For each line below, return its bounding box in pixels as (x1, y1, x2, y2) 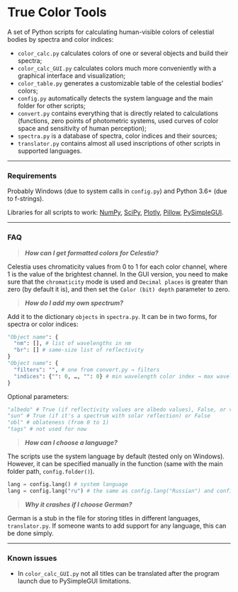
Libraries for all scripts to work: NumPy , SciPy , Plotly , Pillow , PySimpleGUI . (7, 208, 225, 216)
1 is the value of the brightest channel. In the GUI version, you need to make (7, 269, 228, 278)
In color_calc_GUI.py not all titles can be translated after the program (17, 569, 220, 578)
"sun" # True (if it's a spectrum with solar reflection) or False (7, 412, 211, 419)
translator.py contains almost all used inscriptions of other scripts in (17, 139, 221, 147)
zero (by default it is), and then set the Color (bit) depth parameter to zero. (7, 284, 230, 294)
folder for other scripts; (17, 101, 86, 110)
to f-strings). (7, 195, 45, 203)
